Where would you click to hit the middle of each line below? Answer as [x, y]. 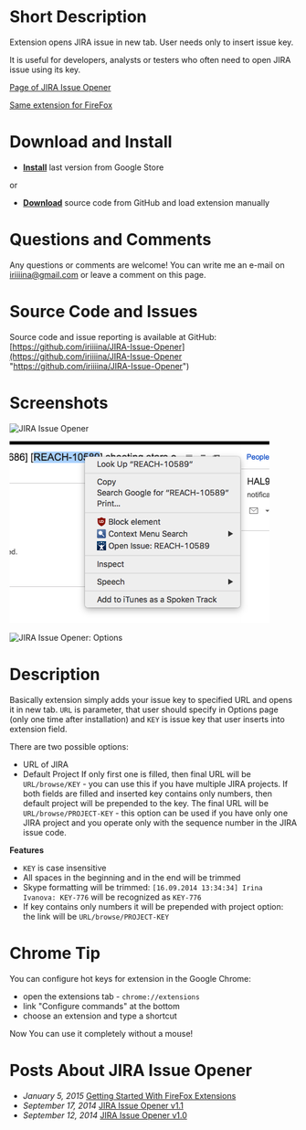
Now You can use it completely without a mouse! [101, 1033]
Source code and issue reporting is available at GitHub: [113, 336]
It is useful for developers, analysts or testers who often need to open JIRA [150, 59]
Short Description [79, 17]
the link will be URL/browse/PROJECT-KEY [96, 916]
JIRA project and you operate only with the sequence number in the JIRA [160, 822]
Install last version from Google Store [93, 167]
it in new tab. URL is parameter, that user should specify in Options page [144, 709]
